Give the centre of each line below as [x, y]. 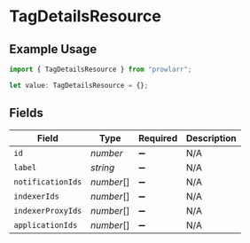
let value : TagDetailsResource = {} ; [79, 85]
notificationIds [48, 182]
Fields [27, 113]
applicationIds [46, 225]
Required [158, 137]
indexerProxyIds [48, 211]
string [102, 168]
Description [211, 137]
